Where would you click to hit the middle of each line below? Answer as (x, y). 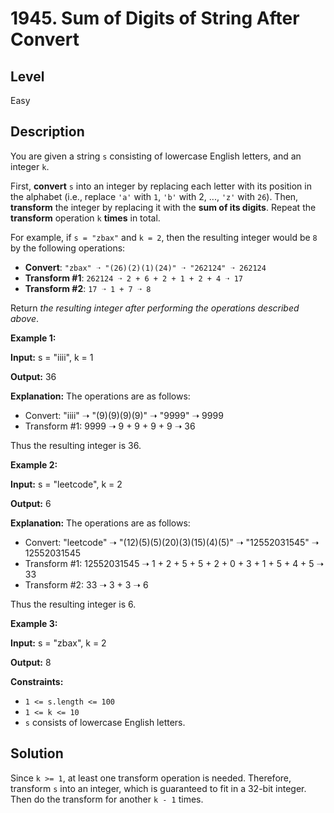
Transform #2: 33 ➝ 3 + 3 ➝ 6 (86, 584)
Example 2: (34, 464)
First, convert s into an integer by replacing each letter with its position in (161, 186)
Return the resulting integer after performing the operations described (155, 308)
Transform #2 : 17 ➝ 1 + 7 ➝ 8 (88, 288)
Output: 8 (31, 662)
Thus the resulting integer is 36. (76, 445)
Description (47, 132)
